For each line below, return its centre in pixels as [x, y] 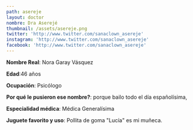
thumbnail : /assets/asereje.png [47, 28]
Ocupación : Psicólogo [34, 85]
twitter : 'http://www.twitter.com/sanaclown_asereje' [75, 34]
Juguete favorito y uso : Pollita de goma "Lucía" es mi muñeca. [84, 120]
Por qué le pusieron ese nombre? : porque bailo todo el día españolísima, [97, 97]
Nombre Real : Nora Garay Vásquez [50, 62]
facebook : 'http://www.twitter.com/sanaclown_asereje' [76, 46]
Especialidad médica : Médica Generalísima [60, 108]
